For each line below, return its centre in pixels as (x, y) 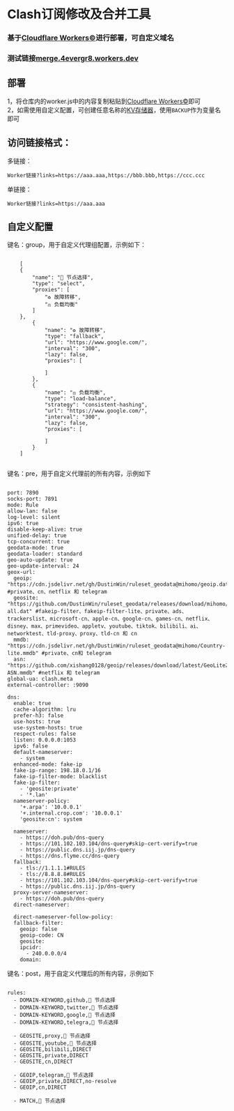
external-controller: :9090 (48, 685)
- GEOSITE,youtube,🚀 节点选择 (55, 1043)
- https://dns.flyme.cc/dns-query (70, 856)
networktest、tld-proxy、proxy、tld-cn (63, 634)
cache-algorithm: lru (45, 710)
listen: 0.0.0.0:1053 (45, 740)
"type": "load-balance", (80, 399)
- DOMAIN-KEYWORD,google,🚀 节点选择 (65, 1015)
